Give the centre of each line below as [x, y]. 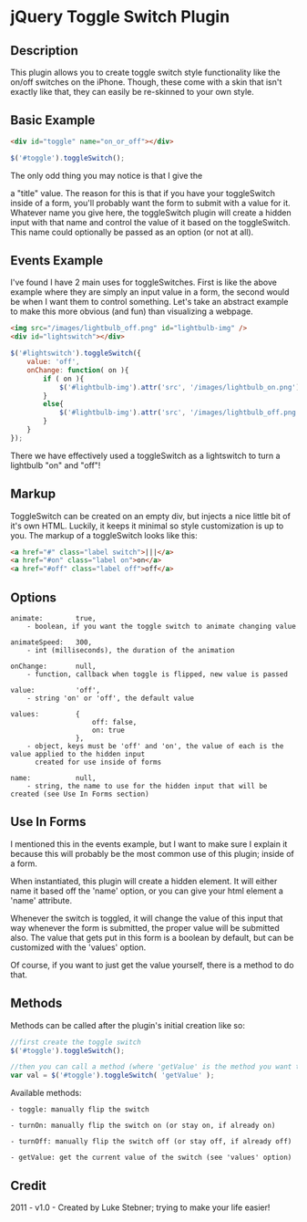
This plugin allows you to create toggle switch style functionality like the [145, 72]
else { [54, 404]
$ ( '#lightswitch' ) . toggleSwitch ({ [76, 353]
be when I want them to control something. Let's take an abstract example [149, 302]
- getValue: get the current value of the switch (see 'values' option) [151, 1158]
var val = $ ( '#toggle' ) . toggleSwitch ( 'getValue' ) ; [113, 1076]
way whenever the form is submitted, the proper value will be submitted [145, 927]
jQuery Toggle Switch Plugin [120, 17]
